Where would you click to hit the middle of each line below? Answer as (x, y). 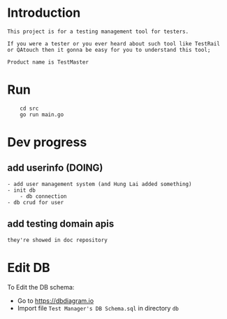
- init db (22, 190)
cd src (29, 108)
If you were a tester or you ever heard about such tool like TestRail (113, 43)
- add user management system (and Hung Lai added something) (100, 184)
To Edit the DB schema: (41, 287)
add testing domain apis (61, 224)
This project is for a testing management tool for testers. (98, 31)
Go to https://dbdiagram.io (56, 300)
